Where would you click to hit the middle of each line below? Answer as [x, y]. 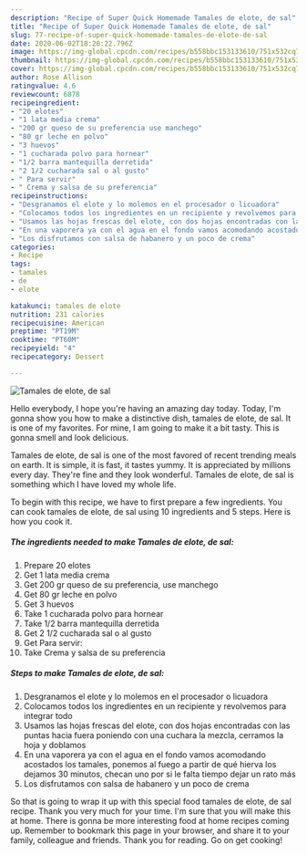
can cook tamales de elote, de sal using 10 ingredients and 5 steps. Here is [150, 511]
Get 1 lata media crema [67, 575]
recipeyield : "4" [43, 349]
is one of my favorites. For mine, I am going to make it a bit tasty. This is [145, 427]
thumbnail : [31, 60]
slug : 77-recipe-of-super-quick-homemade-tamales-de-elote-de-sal [139, 35]
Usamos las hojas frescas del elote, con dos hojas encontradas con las [157, 725]
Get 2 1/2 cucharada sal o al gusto [87, 633]
